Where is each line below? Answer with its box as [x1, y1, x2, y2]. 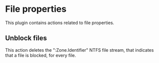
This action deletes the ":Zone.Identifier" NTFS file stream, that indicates [5, 47, 154, 53]
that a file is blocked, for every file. [5, 52, 76, 58]
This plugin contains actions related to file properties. [5, 20, 114, 26]
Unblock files [5, 34, 47, 42]
